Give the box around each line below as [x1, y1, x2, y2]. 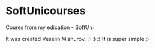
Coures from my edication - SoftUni [5, 24, 94, 31]
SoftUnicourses [5, 4, 85, 18]
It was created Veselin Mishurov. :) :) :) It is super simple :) [5, 35, 150, 42]
